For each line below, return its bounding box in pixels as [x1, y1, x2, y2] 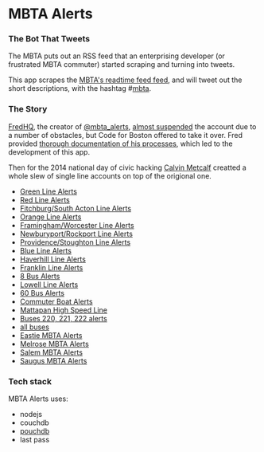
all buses [19, 322, 50, 332]
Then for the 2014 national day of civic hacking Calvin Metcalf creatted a [8, 163, 247, 172]
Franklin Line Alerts [19, 262, 83, 272]
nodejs [19, 410, 42, 419]
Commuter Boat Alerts [19, 297, 93, 306]
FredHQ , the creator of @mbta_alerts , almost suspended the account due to [8, 121, 257, 132]
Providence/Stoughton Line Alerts [19, 237, 131, 247]
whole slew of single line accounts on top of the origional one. [8, 171, 212, 180]
